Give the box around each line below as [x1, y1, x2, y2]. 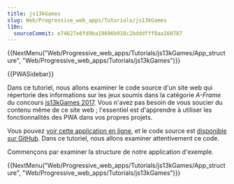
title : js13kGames [7, 10, 61, 17]
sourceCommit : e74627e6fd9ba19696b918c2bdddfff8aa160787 [13, 29, 183, 37]
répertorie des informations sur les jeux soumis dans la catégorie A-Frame [7, 91, 221, 99]
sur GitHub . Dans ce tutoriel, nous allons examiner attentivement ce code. [7, 134, 220, 143]
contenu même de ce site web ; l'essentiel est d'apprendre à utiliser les [7, 106, 212, 114]
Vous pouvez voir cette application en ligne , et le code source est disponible [7, 127, 227, 135]
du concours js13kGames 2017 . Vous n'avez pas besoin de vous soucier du [7, 99, 224, 107]
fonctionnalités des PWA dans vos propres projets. [7, 113, 153, 122]
